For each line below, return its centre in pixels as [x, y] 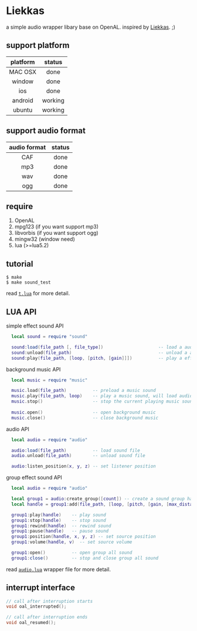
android [23, 100]
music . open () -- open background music [84, 412]
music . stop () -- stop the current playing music [96, 402]
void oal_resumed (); [31, 623]
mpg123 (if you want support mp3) [56, 227]
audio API [18, 429]
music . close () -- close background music [85, 418]
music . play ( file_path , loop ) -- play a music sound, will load [94, 396]
